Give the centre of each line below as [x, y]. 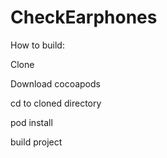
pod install [31, 122]
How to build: [37, 45]
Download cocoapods [55, 83]
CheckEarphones [84, 17]
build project [36, 142]
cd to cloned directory [56, 103]
